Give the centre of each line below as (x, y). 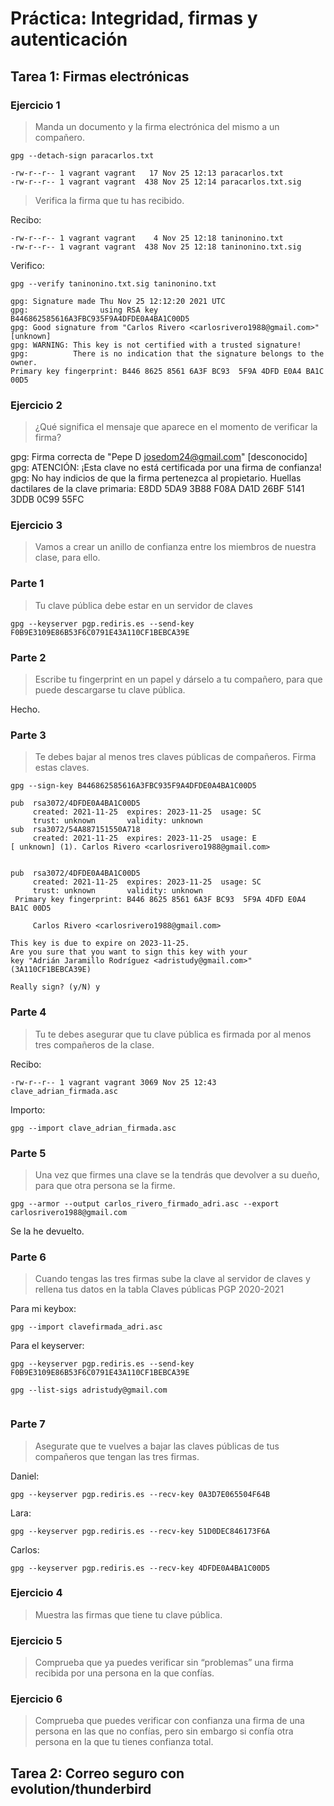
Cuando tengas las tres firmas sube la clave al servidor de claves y (172, 1279)
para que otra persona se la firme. (105, 1185)
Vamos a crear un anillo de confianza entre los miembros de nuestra (175, 547)
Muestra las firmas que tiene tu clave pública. (128, 1614)
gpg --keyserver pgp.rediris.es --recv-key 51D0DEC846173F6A (140, 1531)
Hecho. (25, 709)
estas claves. (62, 768)
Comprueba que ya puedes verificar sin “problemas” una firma (164, 1663)
